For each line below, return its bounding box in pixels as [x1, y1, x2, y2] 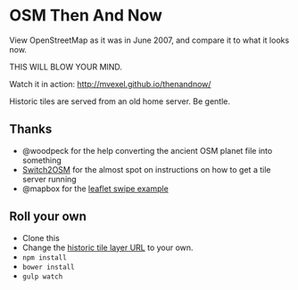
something [21, 155, 62, 165]
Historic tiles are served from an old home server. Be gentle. [9, 95, 230, 107]
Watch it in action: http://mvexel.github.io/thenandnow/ [9, 78, 211, 89]
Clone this [21, 232, 60, 243]
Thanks [9, 122, 53, 137]
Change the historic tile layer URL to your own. [21, 242, 194, 253]
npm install [21, 253, 67, 262]
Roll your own [9, 209, 87, 224]
